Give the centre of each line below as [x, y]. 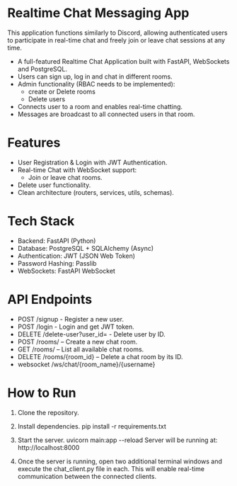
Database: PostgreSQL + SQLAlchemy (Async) [86, 248]
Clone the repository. [48, 412]
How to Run [42, 393]
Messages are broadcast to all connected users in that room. [106, 114]
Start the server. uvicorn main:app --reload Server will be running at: [117, 440]
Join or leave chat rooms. [65, 177]
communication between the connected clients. [87, 476]
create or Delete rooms [62, 91]
